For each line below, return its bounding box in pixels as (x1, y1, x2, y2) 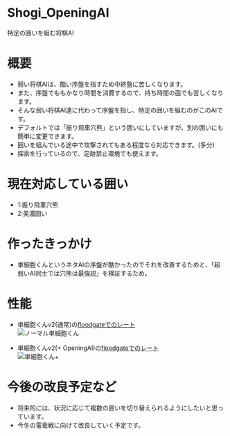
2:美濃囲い (17, 209, 48, 217)
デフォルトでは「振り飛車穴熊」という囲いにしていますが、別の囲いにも (17, 123, 224, 131)
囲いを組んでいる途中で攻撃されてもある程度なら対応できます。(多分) (17, 140, 215, 149)
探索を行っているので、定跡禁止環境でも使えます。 (17, 149, 163, 158)
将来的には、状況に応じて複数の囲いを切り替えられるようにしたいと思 (17, 403, 218, 412)
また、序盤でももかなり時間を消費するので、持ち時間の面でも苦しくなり (17, 88, 224, 97)
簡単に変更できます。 (17, 132, 78, 140)
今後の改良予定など (7, 379, 117, 395)
